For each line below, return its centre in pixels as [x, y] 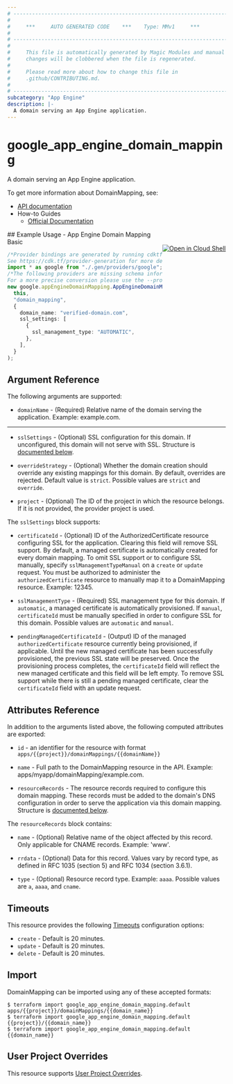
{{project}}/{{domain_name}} [49, 1023]
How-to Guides [39, 214]
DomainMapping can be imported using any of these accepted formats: [109, 991]
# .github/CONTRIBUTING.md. [54, 78]
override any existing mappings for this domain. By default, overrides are [121, 473]
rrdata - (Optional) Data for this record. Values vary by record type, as [118, 858]
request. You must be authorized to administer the [89, 573]
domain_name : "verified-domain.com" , [74, 313]
